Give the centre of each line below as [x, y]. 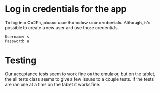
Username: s [17, 37]
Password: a [17, 41]
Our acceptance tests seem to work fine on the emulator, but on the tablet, [80, 74]
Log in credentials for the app [66, 9]
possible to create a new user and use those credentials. [62, 27]
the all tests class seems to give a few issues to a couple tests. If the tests [80, 79]
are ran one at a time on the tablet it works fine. [53, 84]
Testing [21, 60]
